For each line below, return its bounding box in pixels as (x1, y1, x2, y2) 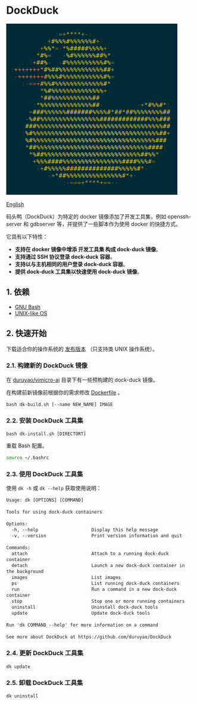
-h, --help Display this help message (11, 527, 159, 533)
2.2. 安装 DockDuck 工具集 (6, 416, 83, 424)
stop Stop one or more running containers (11, 599, 185, 605)
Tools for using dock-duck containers (6, 509, 102, 515)
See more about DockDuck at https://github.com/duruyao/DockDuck (6, 634, 171, 640)
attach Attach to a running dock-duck (11, 551, 169, 557)
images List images (11, 575, 121, 581)
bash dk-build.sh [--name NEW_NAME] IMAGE (6, 401, 113, 408)
